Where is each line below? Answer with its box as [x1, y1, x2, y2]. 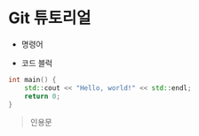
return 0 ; [24, 92, 61, 101]
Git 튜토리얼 [8, 8, 92, 28]
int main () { [8, 75, 57, 84]
